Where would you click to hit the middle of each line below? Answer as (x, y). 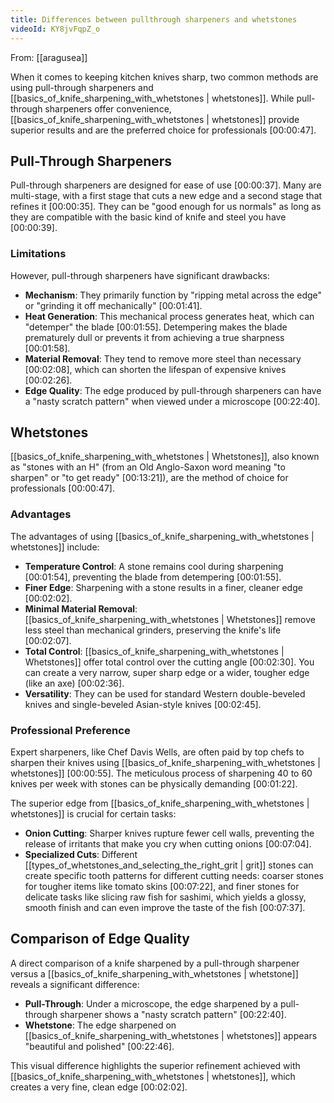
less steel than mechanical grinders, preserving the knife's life (153, 630)
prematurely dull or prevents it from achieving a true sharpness (154, 337)
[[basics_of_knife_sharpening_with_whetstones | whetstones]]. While (152, 98)
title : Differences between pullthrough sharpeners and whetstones (154, 19)
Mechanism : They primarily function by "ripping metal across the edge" (173, 295)
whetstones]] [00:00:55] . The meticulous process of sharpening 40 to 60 (161, 773)
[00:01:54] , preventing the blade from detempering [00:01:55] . (153, 577)
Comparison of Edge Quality (100, 939)
